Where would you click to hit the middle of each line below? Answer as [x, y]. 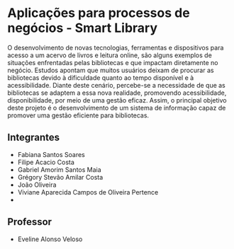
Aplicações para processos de [99, 13]
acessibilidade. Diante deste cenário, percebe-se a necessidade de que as [116, 85]
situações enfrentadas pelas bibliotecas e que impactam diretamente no [113, 62]
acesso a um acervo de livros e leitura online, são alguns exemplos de [110, 55]
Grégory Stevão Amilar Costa [60, 177]
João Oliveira [37, 185]
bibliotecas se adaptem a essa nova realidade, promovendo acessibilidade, [117, 93]
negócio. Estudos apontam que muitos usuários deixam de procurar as [111, 70]
